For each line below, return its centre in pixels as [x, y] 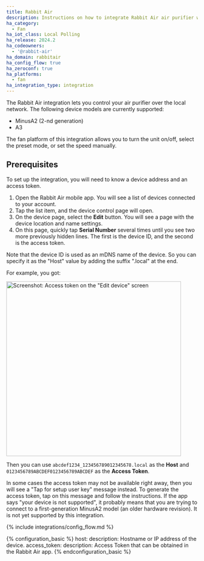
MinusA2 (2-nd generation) [49, 121]
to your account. [36, 204]
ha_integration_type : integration [50, 86]
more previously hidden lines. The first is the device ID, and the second [104, 236]
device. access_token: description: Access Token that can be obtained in [97, 545]
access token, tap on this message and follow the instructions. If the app [97, 495]
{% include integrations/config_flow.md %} [60, 527]
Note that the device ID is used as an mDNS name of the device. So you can [101, 254]
